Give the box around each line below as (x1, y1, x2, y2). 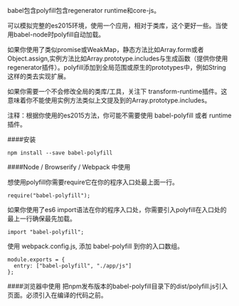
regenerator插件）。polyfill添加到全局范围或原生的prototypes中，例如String (7, 63, 226, 71)
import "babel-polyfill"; (7, 228, 84, 236)
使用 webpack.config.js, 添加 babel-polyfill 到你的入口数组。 (7, 242, 184, 250)
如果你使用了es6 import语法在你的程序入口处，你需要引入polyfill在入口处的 (7, 206, 227, 213)
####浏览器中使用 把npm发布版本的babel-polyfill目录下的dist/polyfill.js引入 (7, 282, 228, 290)
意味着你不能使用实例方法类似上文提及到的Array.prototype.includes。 (7, 96, 211, 105)
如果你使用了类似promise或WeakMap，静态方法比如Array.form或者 (7, 46, 204, 53)
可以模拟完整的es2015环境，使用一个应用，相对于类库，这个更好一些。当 (7, 21, 222, 30)
